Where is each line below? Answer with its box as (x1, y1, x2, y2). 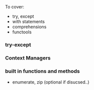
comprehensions (12, 24, 47, 30)
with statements (12, 19, 45, 25)
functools (12, 29, 32, 35)
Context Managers (5, 55, 51, 61)
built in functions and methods (5, 68, 80, 75)
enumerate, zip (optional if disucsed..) (12, 79, 90, 85)
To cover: (5, 4, 25, 10)
